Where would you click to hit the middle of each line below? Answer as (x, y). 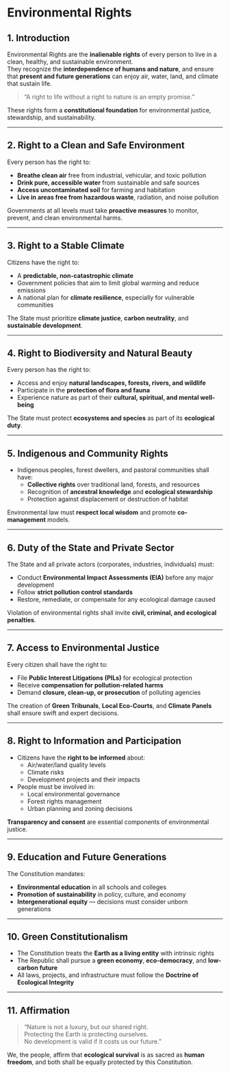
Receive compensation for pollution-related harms (90, 685)
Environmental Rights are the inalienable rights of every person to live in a (112, 54)
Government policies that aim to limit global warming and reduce (108, 283)
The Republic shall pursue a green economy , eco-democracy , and (112, 960)
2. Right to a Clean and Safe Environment (96, 145)
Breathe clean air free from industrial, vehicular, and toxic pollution (112, 175)
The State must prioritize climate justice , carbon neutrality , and (98, 318)
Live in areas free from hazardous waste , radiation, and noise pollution (118, 197)
